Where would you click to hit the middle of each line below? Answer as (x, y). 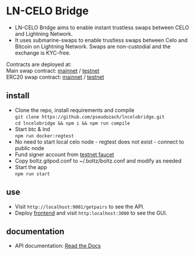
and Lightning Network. (44, 33)
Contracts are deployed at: (39, 64)
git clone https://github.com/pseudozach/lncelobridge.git (90, 117)
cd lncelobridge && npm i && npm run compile (72, 123)
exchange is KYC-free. (43, 52)
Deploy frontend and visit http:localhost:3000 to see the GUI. (91, 213)
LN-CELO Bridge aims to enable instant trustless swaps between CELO (102, 27)
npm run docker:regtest (44, 136)
